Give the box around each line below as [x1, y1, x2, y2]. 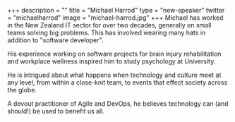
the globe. [7, 86, 37, 94]
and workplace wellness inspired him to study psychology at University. [7, 57, 216, 66]
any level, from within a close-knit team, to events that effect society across [7, 78, 228, 87]
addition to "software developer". [7, 36, 104, 44]
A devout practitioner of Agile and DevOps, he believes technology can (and [7, 99, 229, 108]
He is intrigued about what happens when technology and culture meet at [7, 71, 222, 79]
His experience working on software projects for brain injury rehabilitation [7, 49, 222, 58]
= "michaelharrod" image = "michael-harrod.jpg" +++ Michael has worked [7, 13, 224, 22]
